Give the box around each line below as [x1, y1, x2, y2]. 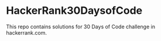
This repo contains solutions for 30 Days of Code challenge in [6, 23, 155, 30]
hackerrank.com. [6, 29, 47, 36]
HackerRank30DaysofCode [6, 4, 142, 17]
